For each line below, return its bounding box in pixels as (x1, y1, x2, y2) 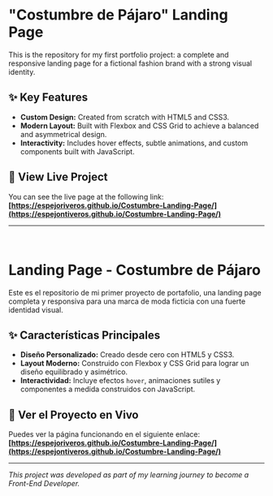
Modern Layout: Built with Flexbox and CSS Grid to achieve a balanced (19, 120, 259, 131)
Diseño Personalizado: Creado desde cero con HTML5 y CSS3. (19, 350, 235, 360)
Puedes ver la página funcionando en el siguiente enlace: (8, 429, 201, 439)
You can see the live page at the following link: (8, 192, 164, 201)
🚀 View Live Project (8, 170, 108, 184)
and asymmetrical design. (19, 129, 107, 139)
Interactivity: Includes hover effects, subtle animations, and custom (19, 138, 249, 148)
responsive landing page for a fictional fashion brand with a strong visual (8, 58, 253, 68)
